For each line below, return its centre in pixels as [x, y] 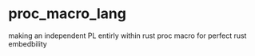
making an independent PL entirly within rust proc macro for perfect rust [127, 35]
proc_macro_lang [67, 14]
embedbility [28, 43]
